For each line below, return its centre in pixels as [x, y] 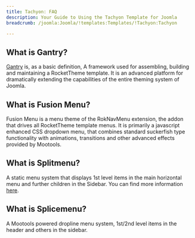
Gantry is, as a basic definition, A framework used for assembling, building [98, 67]
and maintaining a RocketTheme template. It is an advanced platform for [95, 73]
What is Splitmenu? [43, 163]
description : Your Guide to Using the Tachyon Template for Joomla [92, 17]
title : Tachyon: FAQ [32, 12]
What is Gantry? [37, 52]
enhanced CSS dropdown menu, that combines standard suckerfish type [96, 132]
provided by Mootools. [34, 144]
